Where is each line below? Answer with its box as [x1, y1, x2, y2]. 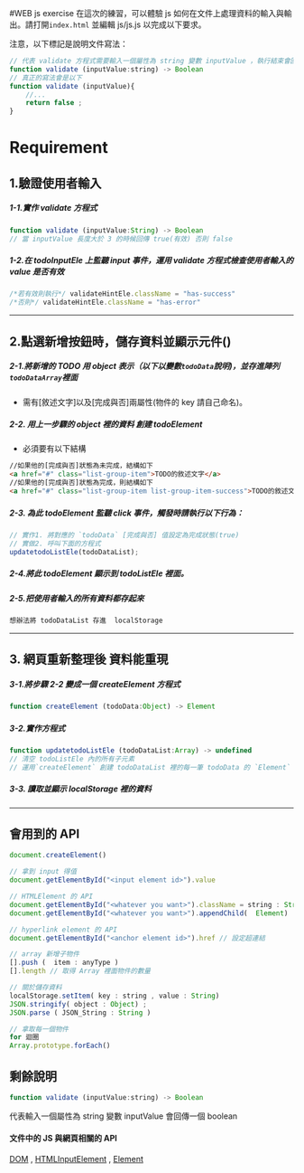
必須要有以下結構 [22, 443, 87, 454]
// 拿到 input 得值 [9, 867, 78, 876]
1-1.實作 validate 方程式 [9, 203, 97, 213]
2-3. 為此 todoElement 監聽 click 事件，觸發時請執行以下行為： [9, 507, 244, 518]
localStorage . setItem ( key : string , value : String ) [9, 991, 220, 1000]
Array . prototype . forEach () [9, 1041, 111, 1051]
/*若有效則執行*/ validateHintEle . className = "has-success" [9, 289, 236, 298]
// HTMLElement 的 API [9, 892, 93, 902]
